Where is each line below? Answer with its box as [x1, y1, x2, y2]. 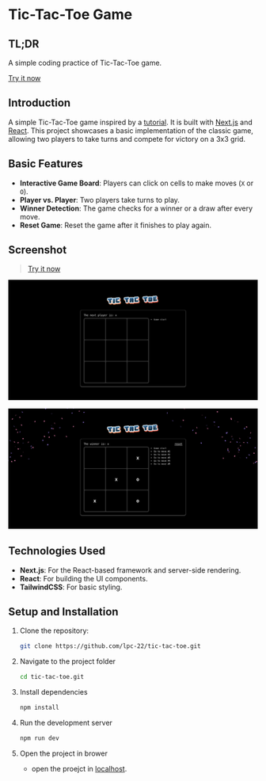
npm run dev [19, 734, 59, 742]
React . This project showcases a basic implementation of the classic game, [8, 125, 253, 135]
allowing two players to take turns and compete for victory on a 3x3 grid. [8, 134, 246, 143]
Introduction [8, 97, 71, 110]
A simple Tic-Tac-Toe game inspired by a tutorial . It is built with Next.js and [8, 117, 253, 127]
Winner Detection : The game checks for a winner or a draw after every [19, 204, 253, 213]
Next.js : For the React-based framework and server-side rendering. [19, 565, 241, 575]
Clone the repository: [19, 626, 89, 635]
